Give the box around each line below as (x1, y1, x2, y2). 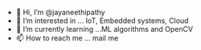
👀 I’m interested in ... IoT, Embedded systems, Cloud (15, 16, 189, 25)
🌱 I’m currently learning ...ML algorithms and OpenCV (15, 25, 194, 33)
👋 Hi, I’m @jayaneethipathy (15, 8, 106, 17)
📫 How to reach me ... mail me (15, 33, 119, 43)
